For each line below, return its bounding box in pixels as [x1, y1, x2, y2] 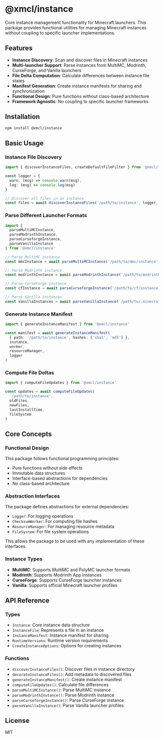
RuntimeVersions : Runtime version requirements [12, 638, 108, 643]
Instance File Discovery [5, 154, 62, 160]
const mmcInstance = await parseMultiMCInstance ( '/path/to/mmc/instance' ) [5, 259, 161, 264]
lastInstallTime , [9, 407, 45, 412]
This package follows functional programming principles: [5, 456, 120, 461]
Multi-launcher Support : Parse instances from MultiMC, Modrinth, [12, 62, 146, 68]
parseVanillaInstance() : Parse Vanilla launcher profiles [12, 702, 124, 708]
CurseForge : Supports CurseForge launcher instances [12, 577, 122, 583]
